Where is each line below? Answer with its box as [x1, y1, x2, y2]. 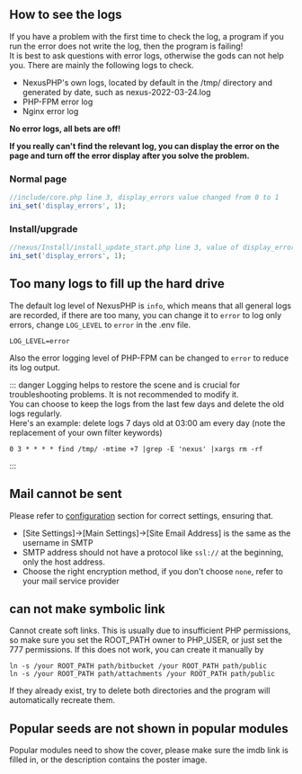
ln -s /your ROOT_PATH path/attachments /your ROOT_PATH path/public [9, 670, 276, 679]
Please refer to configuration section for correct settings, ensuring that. [9, 510, 274, 520]
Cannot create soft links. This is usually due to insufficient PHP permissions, [9, 625, 291, 636]
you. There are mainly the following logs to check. [9, 59, 195, 70]
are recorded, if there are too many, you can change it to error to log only [9, 309, 282, 320]
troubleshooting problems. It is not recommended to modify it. [9, 388, 239, 399]
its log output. [9, 361, 61, 372]
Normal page [9, 173, 67, 185]
